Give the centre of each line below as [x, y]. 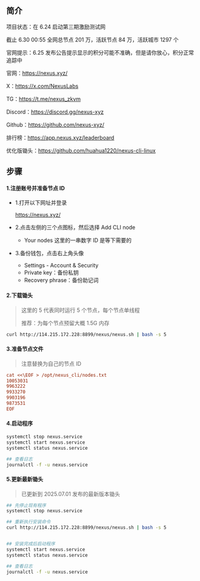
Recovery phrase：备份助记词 [61, 280]
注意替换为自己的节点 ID [51, 363]
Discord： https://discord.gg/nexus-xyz [55, 112]
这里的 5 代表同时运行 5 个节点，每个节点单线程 [81, 310]
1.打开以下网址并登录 [41, 203]
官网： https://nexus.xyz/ [37, 73]
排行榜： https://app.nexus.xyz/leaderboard [60, 137]
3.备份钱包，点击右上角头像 [49, 253]
